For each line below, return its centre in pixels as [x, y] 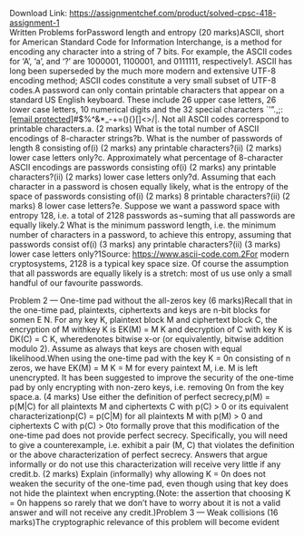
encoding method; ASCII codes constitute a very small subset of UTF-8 [143, 80]
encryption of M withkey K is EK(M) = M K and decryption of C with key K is [151, 329]
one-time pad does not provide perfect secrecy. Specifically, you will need [149, 435]
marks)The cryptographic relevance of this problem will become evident [144, 522]
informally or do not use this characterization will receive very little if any [145, 464]
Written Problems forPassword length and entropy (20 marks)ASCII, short [147, 32]
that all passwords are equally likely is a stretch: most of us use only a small [151, 273]
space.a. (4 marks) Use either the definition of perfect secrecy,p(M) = [140, 397]
